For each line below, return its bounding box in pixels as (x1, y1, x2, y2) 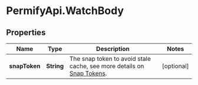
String (46, 62, 64, 70)
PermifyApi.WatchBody (6, 4, 124, 18)
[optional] (161, 62, 189, 70)
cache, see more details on (70, 62, 144, 70)
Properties (6, 28, 46, 38)
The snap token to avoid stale (70, 55, 151, 63)
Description (96, 45, 130, 53)
